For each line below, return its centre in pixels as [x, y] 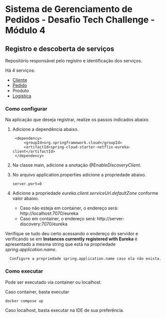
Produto [20, 90]
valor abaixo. [26, 198]
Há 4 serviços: [20, 70]
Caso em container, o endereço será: [58, 219]
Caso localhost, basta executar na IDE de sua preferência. [65, 310]
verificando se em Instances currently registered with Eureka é [71, 239]
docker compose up [24, 301]
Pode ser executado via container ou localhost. [54, 282]
